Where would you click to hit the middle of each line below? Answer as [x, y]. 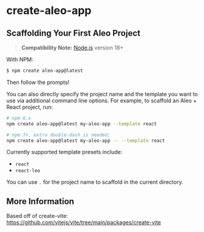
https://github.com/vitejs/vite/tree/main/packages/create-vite [84, 222]
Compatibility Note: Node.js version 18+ [72, 47]
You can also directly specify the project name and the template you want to [102, 94]
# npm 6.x [19, 118]
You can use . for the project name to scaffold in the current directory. [95, 182]
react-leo [28, 171]
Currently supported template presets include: [64, 152]
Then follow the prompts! [38, 82]
